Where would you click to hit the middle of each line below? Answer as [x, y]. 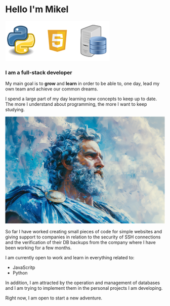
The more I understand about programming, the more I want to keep [76, 104]
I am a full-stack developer [39, 72]
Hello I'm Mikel [37, 9]
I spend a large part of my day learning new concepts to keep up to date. [81, 99]
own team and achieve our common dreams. [52, 89]
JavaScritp [24, 267]
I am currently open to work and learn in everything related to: [70, 257]
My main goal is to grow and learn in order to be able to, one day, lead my [82, 84]
